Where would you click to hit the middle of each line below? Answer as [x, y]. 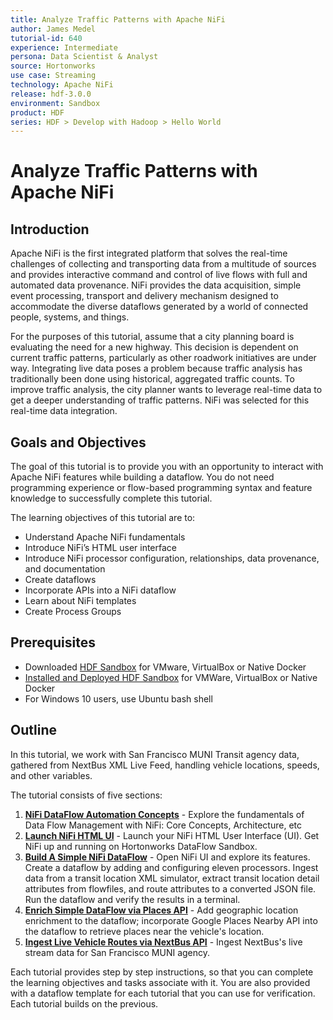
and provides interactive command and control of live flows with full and [159, 275]
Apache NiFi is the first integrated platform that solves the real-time [149, 253]
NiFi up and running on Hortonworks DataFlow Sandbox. [141, 846]
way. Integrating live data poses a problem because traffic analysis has [156, 368]
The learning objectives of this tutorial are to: [103, 518]
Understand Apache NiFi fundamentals [105, 537]
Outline [33, 730]
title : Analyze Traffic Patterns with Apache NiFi [118, 19]
